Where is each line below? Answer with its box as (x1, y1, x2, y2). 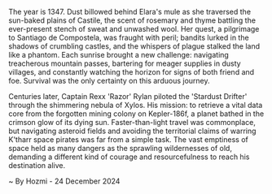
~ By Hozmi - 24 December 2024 (8, 176, 121, 186)
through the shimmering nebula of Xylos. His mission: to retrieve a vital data (8, 101, 263, 110)
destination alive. (8, 161, 66, 170)
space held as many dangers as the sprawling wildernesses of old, (8, 144, 232, 153)
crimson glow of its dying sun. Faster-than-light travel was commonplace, (8, 118, 257, 127)
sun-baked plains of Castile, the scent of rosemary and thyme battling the (8, 15, 257, 25)
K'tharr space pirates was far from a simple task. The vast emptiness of (8, 135, 248, 144)
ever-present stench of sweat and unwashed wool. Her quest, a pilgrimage (8, 24, 260, 33)
